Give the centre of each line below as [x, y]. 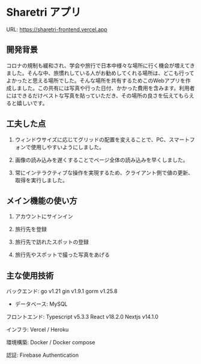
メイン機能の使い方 [42, 201]
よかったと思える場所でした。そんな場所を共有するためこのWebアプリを [96, 80]
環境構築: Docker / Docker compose [51, 342]
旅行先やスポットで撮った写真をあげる [62, 255]
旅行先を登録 [31, 229]
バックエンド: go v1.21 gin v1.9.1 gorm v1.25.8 [62, 291]
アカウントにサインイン [44, 217]
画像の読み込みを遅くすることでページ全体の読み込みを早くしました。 [102, 159]
